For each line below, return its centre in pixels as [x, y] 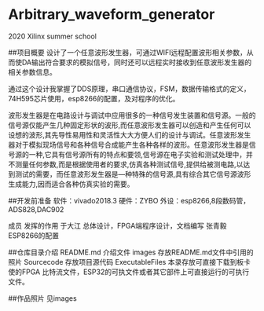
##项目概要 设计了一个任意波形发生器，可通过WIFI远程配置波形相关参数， [128, 52]
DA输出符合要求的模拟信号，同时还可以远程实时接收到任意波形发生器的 [137, 62]
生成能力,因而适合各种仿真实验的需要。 [71, 184]
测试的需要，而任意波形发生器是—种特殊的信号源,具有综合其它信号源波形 [133, 174]
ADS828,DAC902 [36, 209]
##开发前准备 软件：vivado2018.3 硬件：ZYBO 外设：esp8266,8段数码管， [129, 200]
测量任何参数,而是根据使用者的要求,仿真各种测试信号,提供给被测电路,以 [129, 164]
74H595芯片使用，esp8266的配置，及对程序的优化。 [94, 98]
